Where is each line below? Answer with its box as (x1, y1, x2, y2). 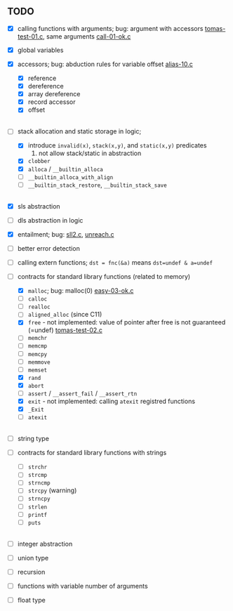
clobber (27, 158, 51, 165)
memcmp (27, 343, 48, 350)
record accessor (27, 98, 76, 106)
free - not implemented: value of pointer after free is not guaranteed (27, 318, 226, 327)
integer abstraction (17, 539, 73, 548)
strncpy (27, 495, 51, 503)
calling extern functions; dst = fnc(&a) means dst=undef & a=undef (17, 258, 213, 266)
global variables (17, 46, 64, 54)
